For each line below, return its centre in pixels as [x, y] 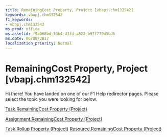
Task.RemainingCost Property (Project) [46, 109]
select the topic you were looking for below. [51, 99]
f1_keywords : [19, 19]
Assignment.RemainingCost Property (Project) [54, 119]
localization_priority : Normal [39, 43]
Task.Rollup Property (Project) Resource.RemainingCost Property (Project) [83, 129]
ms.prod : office [22, 29]
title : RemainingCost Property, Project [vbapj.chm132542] [69, 10]
